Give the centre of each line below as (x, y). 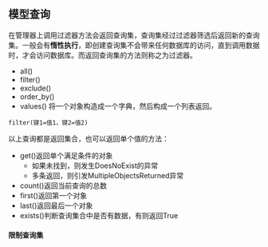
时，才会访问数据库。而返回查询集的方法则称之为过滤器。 (102, 55)
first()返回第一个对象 (53, 195)
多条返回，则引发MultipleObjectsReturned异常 (108, 175)
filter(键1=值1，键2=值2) (48, 122)
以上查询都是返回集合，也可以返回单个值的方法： (89, 138)
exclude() (35, 88)
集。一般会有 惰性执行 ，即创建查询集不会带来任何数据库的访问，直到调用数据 (134, 45)
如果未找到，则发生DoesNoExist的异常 (95, 165)
